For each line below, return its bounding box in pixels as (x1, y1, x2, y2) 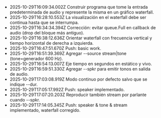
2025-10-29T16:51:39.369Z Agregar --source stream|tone (9, 51, 127, 56)
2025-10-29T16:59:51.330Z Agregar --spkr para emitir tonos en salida (9, 66, 151, 72)
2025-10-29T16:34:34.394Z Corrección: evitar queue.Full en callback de (9, 25, 156, 31)
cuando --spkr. (9, 97, 40, 102)
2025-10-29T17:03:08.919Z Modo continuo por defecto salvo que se (9, 76, 148, 82)
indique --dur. (9, 82, 38, 87)
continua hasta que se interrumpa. (9, 19, 79, 25)
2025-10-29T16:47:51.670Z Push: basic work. (9, 46, 101, 51)
